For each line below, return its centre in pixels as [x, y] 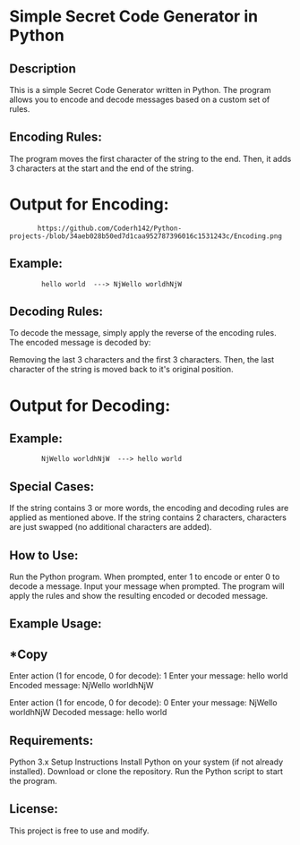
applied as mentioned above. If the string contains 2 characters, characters [148, 517]
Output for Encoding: [89, 204]
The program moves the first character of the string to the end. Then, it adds [150, 158]
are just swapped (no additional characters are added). [111, 527]
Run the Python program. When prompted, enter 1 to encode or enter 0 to [145, 576]
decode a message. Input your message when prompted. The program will [147, 586]
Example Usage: [56, 624]
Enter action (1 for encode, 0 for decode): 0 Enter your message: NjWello [143, 703]
